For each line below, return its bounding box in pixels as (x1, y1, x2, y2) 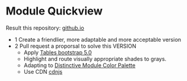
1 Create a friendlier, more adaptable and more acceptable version (14, 36, 182, 43)
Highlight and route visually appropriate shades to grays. (23, 55, 167, 62)
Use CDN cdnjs (23, 68, 62, 75)
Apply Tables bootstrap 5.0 (23, 48, 92, 56)
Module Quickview (5, 4, 103, 18)
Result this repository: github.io (5, 24, 84, 31)
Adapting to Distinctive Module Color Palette (23, 62, 136, 69)
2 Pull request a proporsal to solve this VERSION (14, 42, 137, 50)
